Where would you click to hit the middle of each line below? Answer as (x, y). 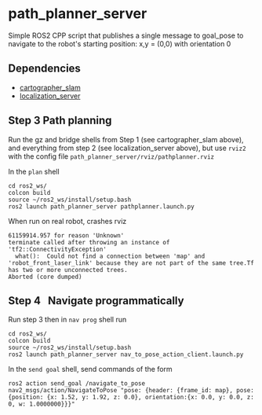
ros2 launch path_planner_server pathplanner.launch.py (101, 206)
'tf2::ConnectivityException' (58, 249)
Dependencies (44, 69)
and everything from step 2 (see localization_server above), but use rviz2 (127, 148)
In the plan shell (34, 171)
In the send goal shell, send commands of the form (90, 369)
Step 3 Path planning (60, 121)
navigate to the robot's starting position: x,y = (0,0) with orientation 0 (120, 43)
